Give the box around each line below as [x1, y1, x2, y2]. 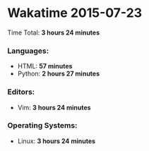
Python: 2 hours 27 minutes [17, 69, 100, 78]
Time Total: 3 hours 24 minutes [7, 28, 100, 37]
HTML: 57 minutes [17, 62, 73, 71]
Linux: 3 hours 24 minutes [17, 136, 96, 145]
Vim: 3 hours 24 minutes [17, 103, 91, 111]
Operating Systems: [7, 121, 78, 131]
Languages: [7, 46, 49, 56]
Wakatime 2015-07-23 [7, 5, 143, 21]
